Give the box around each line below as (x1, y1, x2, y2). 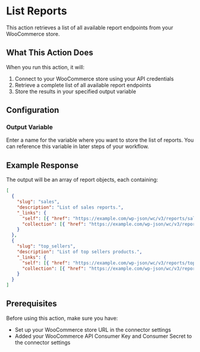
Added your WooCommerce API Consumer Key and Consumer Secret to (14, 332, 192, 339)
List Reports (6, 4, 67, 18)
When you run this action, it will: (6, 63, 85, 71)
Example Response (6, 160, 79, 170)
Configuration (6, 105, 60, 115)
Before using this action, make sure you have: (6, 314, 118, 322)
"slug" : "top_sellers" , (17, 243, 76, 249)
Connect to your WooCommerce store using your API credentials (14, 75, 174, 82)
